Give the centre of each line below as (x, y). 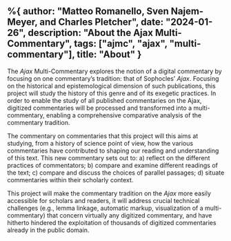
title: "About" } (109, 55)
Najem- (187, 11)
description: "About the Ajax (90, 33)
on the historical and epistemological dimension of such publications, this (111, 86)
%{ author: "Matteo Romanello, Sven (88, 11)
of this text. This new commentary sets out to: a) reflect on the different (109, 157)
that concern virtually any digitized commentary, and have (130, 215)
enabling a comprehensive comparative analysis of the (124, 115)
